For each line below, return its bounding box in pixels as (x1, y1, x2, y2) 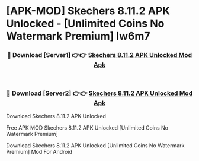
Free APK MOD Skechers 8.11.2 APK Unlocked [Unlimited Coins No (6, 124, 169, 131)
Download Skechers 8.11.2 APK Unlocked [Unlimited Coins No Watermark (6, 141, 185, 149)
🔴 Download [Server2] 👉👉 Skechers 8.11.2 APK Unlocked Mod (6, 89, 193, 97)
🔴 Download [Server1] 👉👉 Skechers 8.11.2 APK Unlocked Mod (7, 51, 192, 59)
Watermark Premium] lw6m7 (6, 30, 150, 43)
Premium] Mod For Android (6, 148, 73, 155)
